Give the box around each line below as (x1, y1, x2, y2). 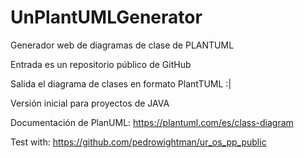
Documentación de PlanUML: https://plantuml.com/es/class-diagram (10, 116, 294, 128)
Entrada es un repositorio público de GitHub (10, 58, 192, 70)
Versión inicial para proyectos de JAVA (10, 97, 170, 109)
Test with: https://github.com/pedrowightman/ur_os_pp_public (10, 136, 267, 148)
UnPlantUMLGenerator (10, 6, 203, 29)
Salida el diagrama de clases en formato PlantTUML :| (10, 77, 232, 90)
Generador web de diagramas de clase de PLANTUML (10, 39, 235, 51)
